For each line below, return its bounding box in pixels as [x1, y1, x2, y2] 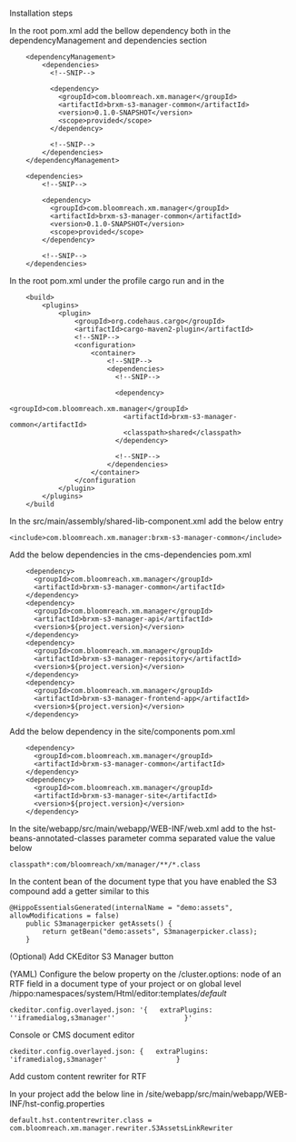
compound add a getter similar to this [9, 886, 150, 897]
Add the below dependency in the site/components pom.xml [9, 726, 236, 736]
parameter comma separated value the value [107, 833, 276, 844]
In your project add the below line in [9, 1088, 143, 1099]
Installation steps [9, 8, 74, 18]
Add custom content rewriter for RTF [9, 1071, 147, 1081]
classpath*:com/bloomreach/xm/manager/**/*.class [9, 860, 202, 869]
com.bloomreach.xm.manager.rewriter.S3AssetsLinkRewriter [9, 1124, 233, 1133]
